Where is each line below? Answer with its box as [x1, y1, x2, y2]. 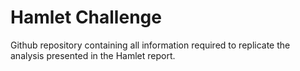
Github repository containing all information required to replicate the [10, 39, 291, 51]
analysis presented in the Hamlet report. [10, 49, 176, 61]
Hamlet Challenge [10, 6, 162, 29]
